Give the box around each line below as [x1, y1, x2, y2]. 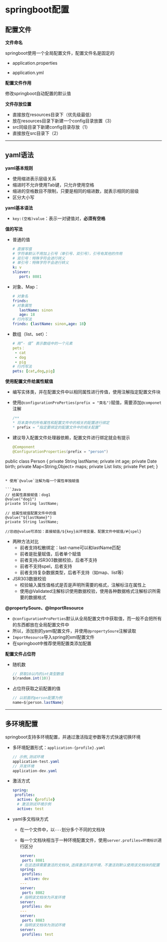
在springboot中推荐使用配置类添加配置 [12, 640, 92, 646]
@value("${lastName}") [5, 515, 52, 520]
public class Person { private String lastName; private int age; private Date [5, 458, 157, 464]
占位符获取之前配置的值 [12, 685, 61, 691]
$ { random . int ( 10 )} [12, 676, 51, 681]
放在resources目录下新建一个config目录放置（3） [12, 118, 114, 124]
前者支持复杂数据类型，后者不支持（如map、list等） [19, 569, 127, 575]
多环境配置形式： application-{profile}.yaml [12, 744, 105, 751]
